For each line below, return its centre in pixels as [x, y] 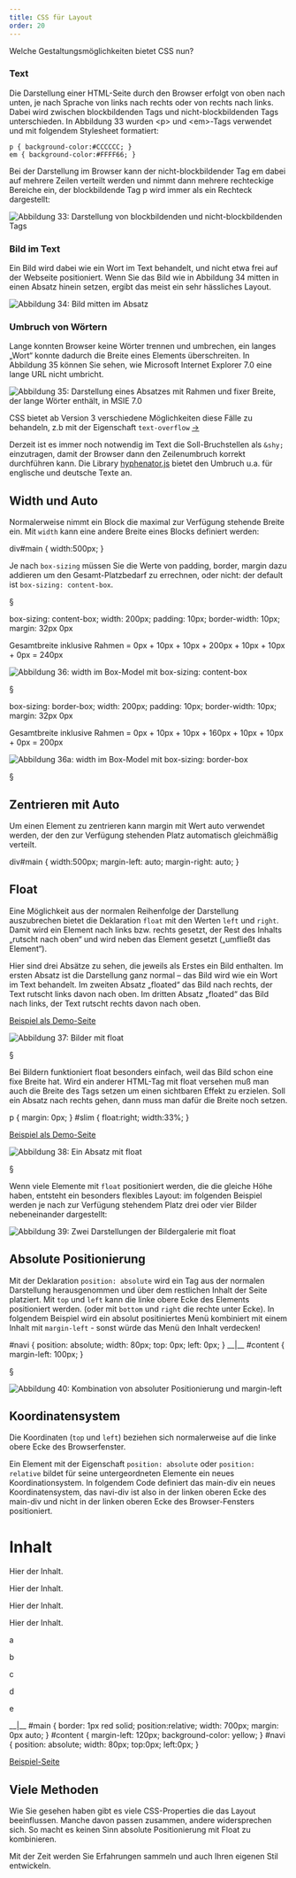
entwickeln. [30, 1866]
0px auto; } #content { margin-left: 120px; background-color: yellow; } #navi [147, 1735]
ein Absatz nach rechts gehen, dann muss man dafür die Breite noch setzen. [148, 1100]
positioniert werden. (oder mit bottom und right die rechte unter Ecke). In [142, 1309]
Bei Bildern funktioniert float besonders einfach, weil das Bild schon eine [141, 1071]
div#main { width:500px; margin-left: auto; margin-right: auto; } [124, 862]
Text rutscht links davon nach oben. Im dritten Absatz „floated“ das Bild [139, 993]
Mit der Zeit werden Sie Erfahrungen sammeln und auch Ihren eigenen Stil [144, 1857]
